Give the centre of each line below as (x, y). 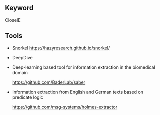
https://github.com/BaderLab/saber (49, 82)
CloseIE (13, 20)
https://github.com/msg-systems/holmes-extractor (65, 107)
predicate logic (28, 97)
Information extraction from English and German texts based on (78, 92)
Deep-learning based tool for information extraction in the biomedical (84, 67)
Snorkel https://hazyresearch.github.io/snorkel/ (61, 48)
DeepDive (23, 57)
